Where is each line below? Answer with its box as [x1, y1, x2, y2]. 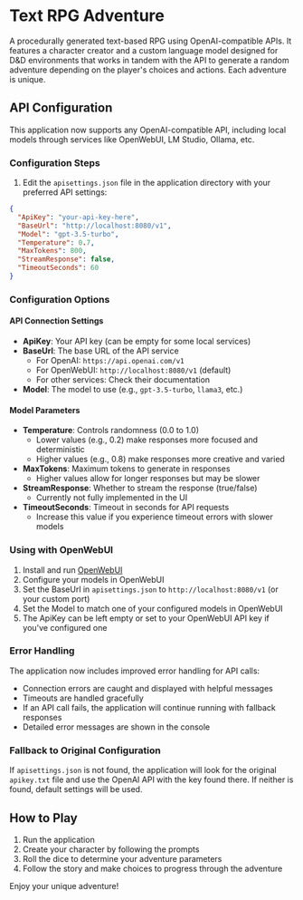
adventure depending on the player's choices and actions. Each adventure [9, 64, 287, 75]
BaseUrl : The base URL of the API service [22, 345, 179, 356]
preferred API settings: [22, 187, 108, 198]
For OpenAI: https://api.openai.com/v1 [35, 355, 185, 366]
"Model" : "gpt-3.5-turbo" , [17, 229, 119, 238]
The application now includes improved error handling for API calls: [9, 665, 260, 676]
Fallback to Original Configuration [9, 744, 161, 757]
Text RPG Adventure [9, 5, 165, 26]
